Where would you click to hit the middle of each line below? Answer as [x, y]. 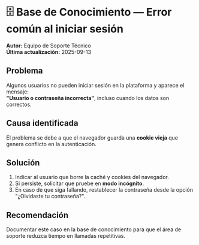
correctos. [19, 104]
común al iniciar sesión [65, 29]
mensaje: [17, 92]
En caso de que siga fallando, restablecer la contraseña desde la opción [104, 190]
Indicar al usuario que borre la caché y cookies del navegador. [92, 177]
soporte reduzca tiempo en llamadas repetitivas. [66, 236]
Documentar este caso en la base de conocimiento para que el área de [94, 229]
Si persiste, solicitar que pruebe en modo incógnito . [79, 183]
